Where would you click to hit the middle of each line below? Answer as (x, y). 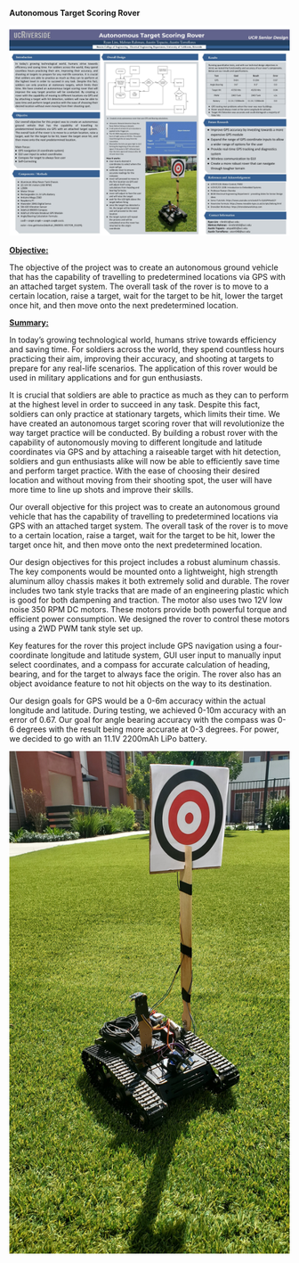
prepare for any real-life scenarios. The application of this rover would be (144, 368)
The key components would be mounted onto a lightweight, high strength (144, 571)
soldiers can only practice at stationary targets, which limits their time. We (145, 414)
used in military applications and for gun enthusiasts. (106, 377)
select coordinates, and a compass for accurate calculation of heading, (140, 664)
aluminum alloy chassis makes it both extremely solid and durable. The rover (149, 581)
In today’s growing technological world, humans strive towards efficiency (143, 340)
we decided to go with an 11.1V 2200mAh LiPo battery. (108, 738)
